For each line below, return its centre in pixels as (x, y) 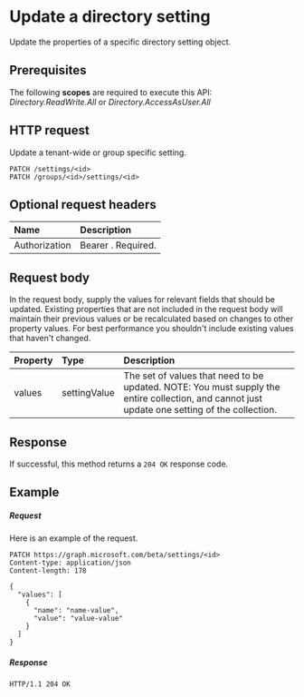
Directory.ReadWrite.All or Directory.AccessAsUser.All (110, 102)
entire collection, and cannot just (193, 398)
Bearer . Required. (118, 245)
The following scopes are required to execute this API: (111, 92)
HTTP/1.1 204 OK (40, 684)
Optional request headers (83, 205)
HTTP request (50, 130)
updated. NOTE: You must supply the (202, 388)
